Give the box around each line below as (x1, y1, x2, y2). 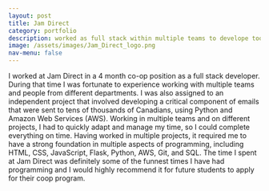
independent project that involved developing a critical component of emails (8, 97, 259, 106)
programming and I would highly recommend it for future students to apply (8, 165, 255, 174)
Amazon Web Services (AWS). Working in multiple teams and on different (8, 114, 251, 123)
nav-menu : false (8, 49, 62, 57)
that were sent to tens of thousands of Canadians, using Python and (8, 105, 233, 115)
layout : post (8, 11, 52, 20)
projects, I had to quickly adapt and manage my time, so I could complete (8, 122, 251, 132)
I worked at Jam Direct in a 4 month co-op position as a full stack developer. (8, 71, 260, 80)
